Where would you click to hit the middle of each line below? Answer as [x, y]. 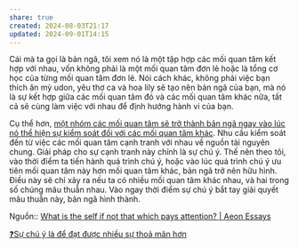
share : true [31, 17]
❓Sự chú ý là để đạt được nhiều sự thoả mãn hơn [98, 234]
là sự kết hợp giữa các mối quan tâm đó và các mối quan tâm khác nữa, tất [146, 97]
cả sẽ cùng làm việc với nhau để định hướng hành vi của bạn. [121, 107]
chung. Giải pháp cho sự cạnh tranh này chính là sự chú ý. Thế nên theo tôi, [148, 152]
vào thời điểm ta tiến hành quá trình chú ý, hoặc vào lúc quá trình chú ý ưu [145, 162]
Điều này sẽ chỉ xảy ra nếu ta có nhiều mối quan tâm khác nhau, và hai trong [149, 180]
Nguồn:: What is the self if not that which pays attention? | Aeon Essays [140, 216]
